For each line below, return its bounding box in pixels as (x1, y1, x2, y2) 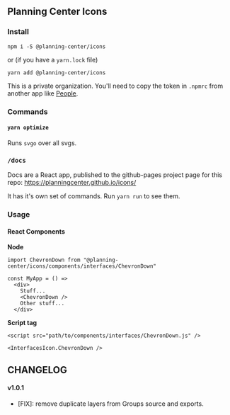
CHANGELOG (7, 364, 67, 376)
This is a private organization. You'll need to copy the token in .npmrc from (7, 81, 224, 90)
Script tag (7, 319, 38, 327)
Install (7, 27, 30, 37)
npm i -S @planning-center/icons (7, 42, 106, 50)
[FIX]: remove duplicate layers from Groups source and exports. (17, 399, 204, 408)
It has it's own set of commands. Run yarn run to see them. (7, 192, 180, 200)
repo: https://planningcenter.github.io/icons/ (7, 178, 137, 187)
